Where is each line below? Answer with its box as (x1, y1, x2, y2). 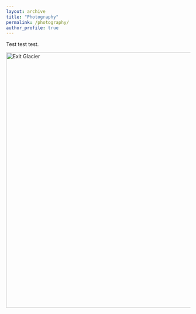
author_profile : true (6, 25, 59, 31)
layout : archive (6, 8, 46, 15)
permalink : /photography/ (6, 19, 69, 25)
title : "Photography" (6, 14, 59, 20)
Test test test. (6, 41, 39, 48)
